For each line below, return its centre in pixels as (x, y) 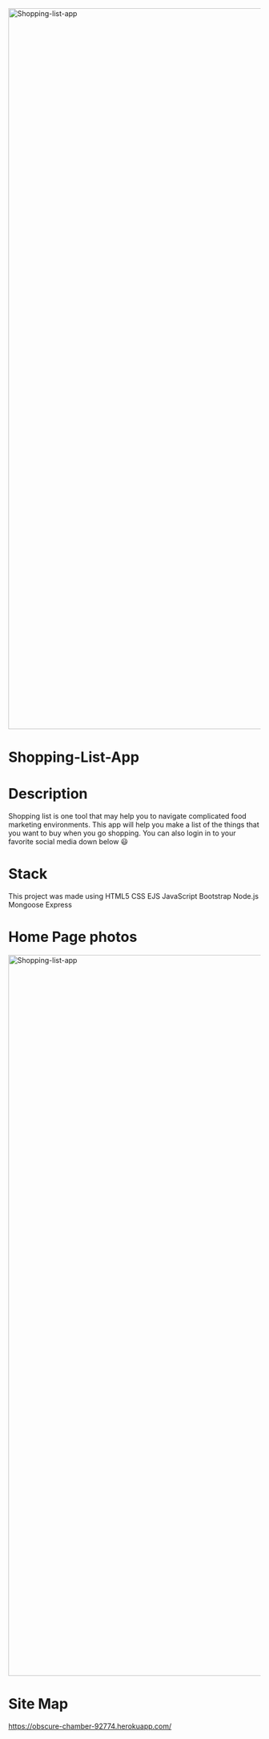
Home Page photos (73, 937)
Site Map (38, 1704)
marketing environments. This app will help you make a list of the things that (134, 825)
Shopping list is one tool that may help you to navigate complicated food (127, 816)
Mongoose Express (40, 905)
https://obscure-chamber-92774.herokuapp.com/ (90, 1726)
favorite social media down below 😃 (68, 842)
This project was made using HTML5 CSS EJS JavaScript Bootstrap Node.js (133, 896)
